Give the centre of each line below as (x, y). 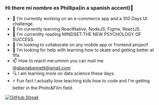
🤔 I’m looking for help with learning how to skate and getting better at (83, 50)
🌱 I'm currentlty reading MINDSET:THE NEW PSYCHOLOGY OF (77, 35)
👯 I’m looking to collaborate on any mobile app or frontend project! (80, 45)
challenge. (23, 24)
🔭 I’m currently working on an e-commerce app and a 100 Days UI (80, 19)
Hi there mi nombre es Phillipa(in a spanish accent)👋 (69, 8)
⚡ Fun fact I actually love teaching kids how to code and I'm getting (81, 81)
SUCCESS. (23, 39)
